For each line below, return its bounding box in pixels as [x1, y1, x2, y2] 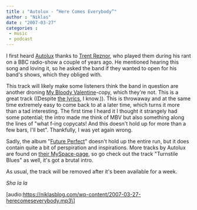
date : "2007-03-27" [6, 19, 57, 25]
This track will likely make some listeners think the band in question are [6, 83, 179, 89]
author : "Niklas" [6, 14, 51, 20]
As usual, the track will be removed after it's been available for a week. [6, 168, 178, 175]
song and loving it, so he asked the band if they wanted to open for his [6, 65, 177, 71]
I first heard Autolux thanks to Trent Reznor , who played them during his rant [6, 52, 191, 59]
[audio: [6, 191, 24, 198]
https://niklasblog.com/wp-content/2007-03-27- [22, 191, 141, 198]
